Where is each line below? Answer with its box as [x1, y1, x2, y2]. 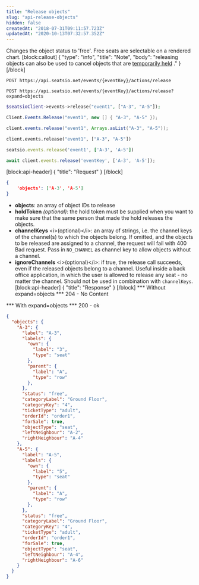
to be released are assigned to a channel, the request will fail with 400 [14, 239, 187, 247]
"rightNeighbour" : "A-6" [21, 557, 84, 563]
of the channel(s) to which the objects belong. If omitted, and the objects [14, 234, 194, 240]
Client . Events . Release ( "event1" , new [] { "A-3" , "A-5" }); [6, 114, 159, 120]
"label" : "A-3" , [21, 330, 62, 336]
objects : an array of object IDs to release [14, 202, 116, 209]
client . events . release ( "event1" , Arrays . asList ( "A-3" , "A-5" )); [6, 125, 169, 131]
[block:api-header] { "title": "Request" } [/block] [6, 168, 123, 176]
